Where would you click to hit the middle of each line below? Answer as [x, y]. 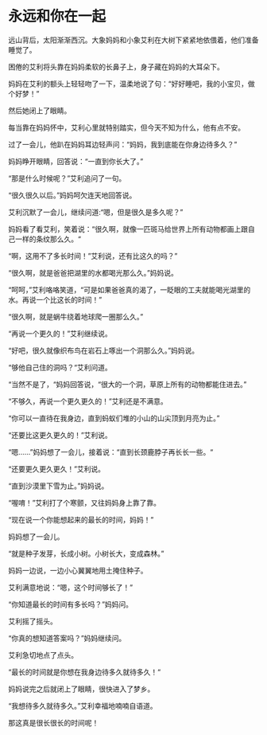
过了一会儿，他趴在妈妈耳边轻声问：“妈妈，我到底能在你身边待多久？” [123, 144]
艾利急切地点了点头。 [43, 655]
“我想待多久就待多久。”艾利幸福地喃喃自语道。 [83, 706]
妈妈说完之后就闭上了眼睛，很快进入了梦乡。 [81, 689]
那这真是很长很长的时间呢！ [54, 722]
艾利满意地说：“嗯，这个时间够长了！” [71, 587]
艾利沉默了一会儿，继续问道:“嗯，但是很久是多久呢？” [96, 212]
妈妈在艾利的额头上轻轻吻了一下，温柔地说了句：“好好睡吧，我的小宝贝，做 [132, 84]
